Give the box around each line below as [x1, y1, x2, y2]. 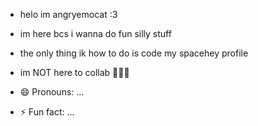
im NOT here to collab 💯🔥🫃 [19, 67, 130, 78]
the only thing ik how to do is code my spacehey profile [19, 47, 249, 59]
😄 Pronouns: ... [19, 86, 85, 98]
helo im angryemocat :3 [19, 9, 118, 20]
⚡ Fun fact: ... [19, 106, 75, 118]
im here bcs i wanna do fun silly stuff [19, 28, 172, 39]
